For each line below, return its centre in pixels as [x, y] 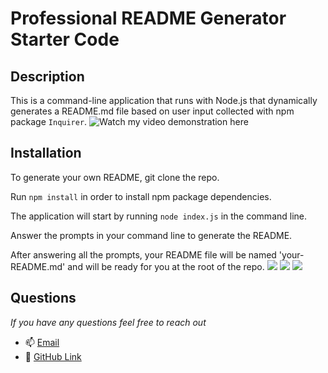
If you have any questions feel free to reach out [108, 322]
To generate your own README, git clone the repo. [115, 177]
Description [47, 76]
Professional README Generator [148, 18]
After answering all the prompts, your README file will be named [143, 254]
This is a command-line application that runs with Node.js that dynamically [164, 100]
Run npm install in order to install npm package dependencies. [141, 196]
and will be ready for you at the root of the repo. [166, 266]
